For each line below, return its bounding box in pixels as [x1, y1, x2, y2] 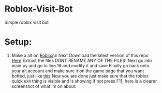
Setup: [4, 36, 32, 47]
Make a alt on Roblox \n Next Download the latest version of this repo [11, 52, 148, 58]
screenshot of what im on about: [11, 83, 76, 89]
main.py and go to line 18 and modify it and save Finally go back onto [11, 62, 149, 68]
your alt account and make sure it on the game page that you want [11, 68, 144, 74]
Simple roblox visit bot [4, 19, 49, 25]
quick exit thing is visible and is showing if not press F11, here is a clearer [11, 78, 157, 84]
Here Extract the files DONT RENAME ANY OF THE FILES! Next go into [11, 57, 152, 63]
